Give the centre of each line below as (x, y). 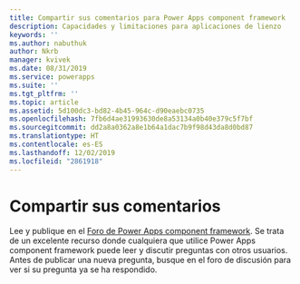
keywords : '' (34, 34)
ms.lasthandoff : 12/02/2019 (63, 152)
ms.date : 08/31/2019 (48, 69)
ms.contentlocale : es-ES (56, 144)
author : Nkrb (34, 52)
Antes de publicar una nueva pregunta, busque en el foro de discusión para (150, 260)
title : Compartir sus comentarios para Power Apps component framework (147, 18)
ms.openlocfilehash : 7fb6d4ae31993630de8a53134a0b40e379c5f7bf (131, 119)
